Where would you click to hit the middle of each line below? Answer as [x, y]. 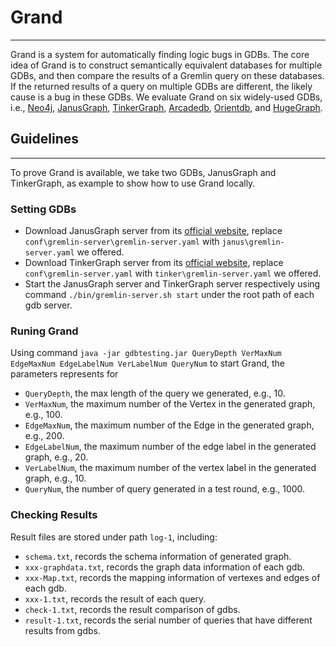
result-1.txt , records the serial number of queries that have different [168, 620]
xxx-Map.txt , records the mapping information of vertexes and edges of [172, 577]
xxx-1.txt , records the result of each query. [115, 598]
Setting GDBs [43, 209]
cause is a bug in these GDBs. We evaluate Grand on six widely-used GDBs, [166, 97]
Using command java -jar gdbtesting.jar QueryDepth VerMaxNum [146, 353]
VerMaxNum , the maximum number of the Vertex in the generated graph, [170, 404]
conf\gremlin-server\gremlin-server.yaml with [122, 242]
